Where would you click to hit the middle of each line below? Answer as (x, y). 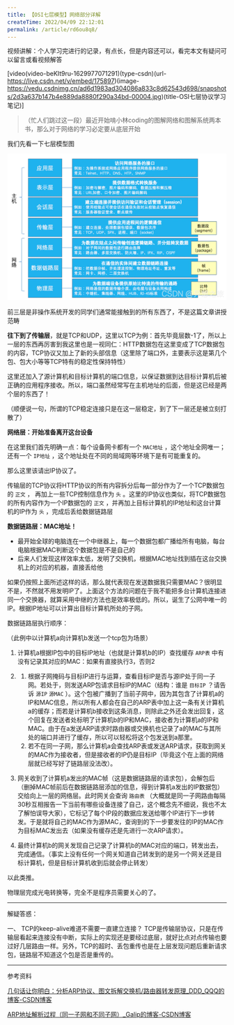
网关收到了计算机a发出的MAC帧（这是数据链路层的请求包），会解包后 (116, 778)
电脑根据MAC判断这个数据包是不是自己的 (76, 549)
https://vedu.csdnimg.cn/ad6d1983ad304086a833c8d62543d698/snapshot (117, 89)
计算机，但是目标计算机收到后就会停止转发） (87, 863)
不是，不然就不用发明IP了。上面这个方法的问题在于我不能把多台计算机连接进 (117, 591)
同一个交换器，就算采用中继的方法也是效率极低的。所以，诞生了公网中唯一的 (117, 599)
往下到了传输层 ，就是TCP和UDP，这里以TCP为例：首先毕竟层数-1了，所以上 (117, 335)
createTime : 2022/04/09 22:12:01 (56, 22)
